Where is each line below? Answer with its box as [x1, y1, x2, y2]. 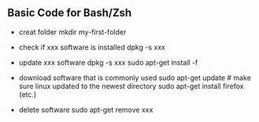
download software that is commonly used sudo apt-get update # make [18, 72, 251, 82]
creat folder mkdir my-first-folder [18, 27, 127, 36]
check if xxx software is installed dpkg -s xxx [18, 43, 166, 52]
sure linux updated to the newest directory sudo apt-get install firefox [18, 81, 244, 91]
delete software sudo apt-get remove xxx [18, 105, 154, 114]
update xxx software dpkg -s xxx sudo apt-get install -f [18, 57, 198, 67]
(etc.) [18, 90, 37, 99]
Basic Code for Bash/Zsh [7, 6, 132, 20]
